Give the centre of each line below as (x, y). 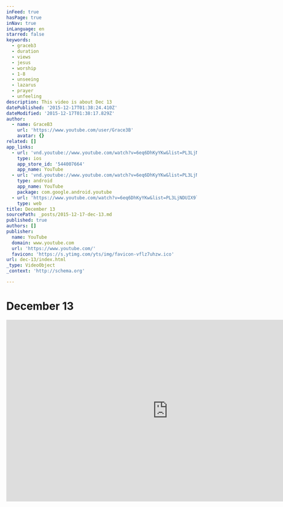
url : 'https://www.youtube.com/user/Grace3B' (76, 130)
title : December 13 (31, 209)
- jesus (21, 62)
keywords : (19, 40)
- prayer (23, 91)
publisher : (20, 231)
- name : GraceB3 (32, 125)
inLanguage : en (25, 29)
